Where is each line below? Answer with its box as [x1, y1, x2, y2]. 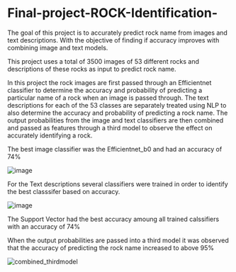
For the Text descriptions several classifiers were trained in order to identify [7, 179, 228, 188]
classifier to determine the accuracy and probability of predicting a [7, 86, 203, 94]
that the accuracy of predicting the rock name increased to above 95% [7, 243, 215, 252]
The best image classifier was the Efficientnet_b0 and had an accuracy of [7, 144, 223, 153]
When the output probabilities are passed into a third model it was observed [7, 236, 229, 244]
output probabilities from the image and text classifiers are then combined [7, 115, 224, 125]
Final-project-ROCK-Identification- [7, 5, 218, 21]
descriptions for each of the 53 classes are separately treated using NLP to [7, 101, 227, 109]
